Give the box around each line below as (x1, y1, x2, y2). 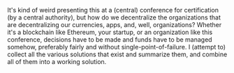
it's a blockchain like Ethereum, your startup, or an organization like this (7, 28, 213, 36)
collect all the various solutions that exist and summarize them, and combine (7, 50, 228, 58)
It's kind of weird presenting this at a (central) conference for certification (7, 6, 219, 14)
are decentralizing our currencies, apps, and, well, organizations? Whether (7, 21, 222, 29)
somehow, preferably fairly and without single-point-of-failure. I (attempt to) (7, 43, 226, 51)
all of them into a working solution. (7, 58, 107, 65)
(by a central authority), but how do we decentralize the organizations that (7, 13, 221, 22)
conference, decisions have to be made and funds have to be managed (7, 35, 212, 44)
